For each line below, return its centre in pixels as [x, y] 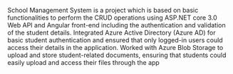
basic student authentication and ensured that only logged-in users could [115, 40]
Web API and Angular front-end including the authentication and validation [116, 25]
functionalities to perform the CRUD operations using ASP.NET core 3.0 [112, 18]
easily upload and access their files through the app [84, 62]
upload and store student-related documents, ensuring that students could [117, 55]
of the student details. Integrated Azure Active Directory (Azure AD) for [112, 32]
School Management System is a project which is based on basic [103, 10]
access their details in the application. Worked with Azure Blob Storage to [115, 48]
